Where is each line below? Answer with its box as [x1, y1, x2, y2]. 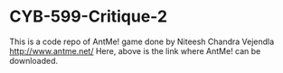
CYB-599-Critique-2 [9, 6, 168, 27]
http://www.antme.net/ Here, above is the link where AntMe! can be [9, 45, 261, 56]
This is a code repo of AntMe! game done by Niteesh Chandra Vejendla [9, 36, 275, 47]
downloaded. [9, 55, 59, 66]
